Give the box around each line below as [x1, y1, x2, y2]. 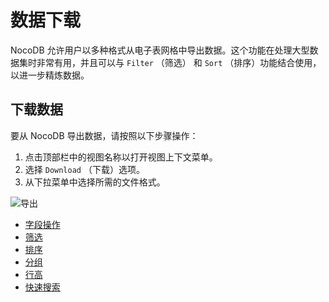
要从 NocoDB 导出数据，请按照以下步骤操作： [10, 129, 199, 141]
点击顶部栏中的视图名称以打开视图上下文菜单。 [24, 151, 218, 163]
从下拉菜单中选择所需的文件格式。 [24, 176, 166, 188]
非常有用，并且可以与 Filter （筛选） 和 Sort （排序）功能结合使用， [36, 56, 322, 68]
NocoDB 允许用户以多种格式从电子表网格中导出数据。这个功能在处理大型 [10, 44, 310, 56]
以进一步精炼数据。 [10, 69, 90, 81]
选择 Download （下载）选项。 [24, 163, 145, 175]
